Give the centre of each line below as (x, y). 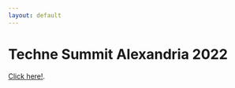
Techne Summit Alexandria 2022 (118, 54)
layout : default (35, 15)
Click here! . (27, 76)
